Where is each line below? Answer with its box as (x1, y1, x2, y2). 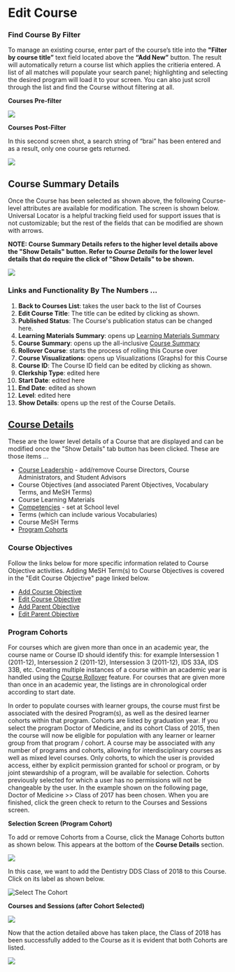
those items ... (8, 452, 49, 461)
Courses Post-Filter (8, 123, 66, 132)
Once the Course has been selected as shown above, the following (8, 196, 201, 205)
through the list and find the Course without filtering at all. (8, 83, 174, 92)
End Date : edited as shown (17, 384, 97, 392)
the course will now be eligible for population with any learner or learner (8, 731, 215, 739)
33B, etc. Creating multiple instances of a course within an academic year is (8, 666, 227, 674)
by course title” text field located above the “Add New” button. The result (8, 53, 222, 62)
